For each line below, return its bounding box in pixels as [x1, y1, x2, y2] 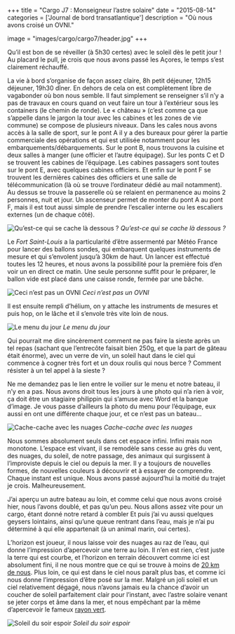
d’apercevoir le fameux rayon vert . [7, 605, 107, 614]
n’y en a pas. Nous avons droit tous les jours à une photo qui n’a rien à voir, [7, 387, 224, 395]
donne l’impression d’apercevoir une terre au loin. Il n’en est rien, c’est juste [7, 546, 225, 554]
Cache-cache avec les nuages [104, 423, 193, 432]
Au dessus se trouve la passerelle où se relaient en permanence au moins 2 [7, 188, 226, 196]
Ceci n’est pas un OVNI [82, 289, 149, 296]
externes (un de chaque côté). [7, 210, 95, 219]
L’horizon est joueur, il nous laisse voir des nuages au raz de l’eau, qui [7, 539, 209, 546]
